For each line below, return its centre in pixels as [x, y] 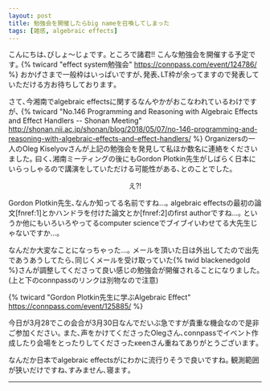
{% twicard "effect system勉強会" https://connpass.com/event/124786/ [139, 64]
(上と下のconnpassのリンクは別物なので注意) [84, 280]
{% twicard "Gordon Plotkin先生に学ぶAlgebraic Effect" [100, 297]
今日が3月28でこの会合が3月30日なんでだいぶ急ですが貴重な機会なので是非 [134, 323]
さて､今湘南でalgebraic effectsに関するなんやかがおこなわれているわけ [126, 102]
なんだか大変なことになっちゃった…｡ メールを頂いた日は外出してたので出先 [134, 250]
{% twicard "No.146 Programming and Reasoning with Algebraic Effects [139, 112]
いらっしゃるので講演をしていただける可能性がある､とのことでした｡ [121, 169]
